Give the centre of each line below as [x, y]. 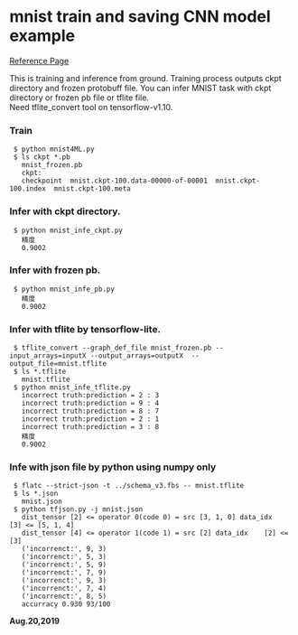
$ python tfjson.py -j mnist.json [78, 509]
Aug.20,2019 [35, 621]
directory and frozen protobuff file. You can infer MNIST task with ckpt [140, 88]
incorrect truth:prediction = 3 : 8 [90, 427]
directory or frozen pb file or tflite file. [79, 98]
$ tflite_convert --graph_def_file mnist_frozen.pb [112, 348]
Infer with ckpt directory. [65, 211]
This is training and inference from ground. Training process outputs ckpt [145, 78]
